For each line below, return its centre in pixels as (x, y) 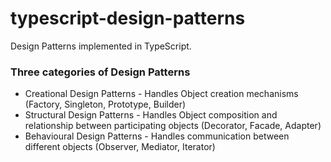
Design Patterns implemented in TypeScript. (101, 46)
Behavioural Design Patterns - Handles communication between (157, 136)
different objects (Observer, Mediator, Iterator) (120, 147)
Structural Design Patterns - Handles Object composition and (151, 115)
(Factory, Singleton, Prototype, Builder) (105, 104)
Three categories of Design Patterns (100, 72)
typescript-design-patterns (128, 18)
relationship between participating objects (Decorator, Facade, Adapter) (173, 126)
